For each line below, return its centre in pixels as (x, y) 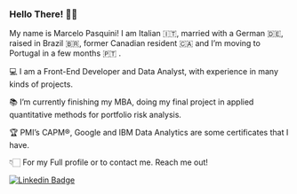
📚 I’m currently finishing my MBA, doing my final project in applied (132, 102)
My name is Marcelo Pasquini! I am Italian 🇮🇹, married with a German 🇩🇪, (146, 34)
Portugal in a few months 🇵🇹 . (65, 53)
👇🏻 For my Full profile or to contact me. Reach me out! (109, 162)
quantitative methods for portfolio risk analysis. (96, 115)
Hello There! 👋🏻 (44, 14)
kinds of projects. (41, 84)
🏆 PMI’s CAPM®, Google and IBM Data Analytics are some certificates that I (149, 133)
